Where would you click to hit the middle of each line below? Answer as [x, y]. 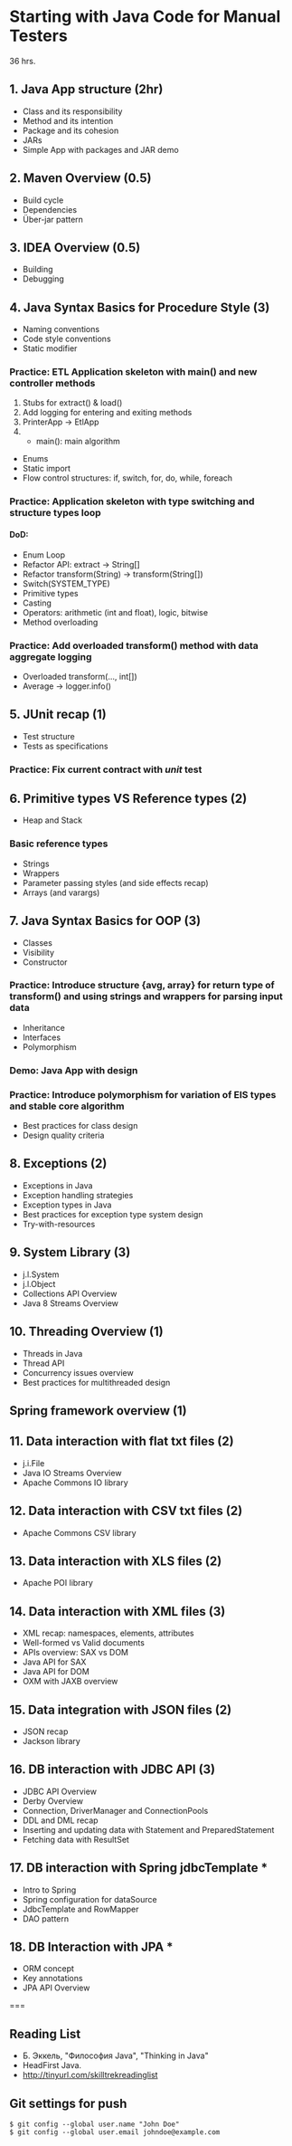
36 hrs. [23, 61]
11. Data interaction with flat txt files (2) [122, 1441]
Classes [37, 942]
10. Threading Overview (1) [87, 1332]
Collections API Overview [70, 1293]
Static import [46, 469]
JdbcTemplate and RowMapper [80, 1909]
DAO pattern [46, 1918]
